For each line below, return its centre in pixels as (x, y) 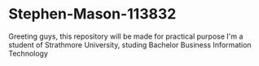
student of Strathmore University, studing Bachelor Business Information (130, 44)
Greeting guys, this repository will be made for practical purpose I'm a (126, 36)
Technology (29, 53)
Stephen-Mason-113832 (92, 14)
